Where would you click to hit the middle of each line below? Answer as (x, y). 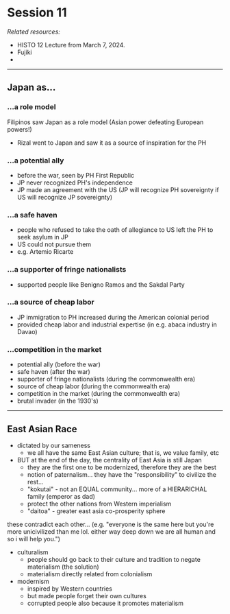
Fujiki (24, 52)
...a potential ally (36, 161)
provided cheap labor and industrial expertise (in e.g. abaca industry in (117, 324)
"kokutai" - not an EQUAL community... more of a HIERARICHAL (117, 489)
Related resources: (34, 32)
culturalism (33, 552)
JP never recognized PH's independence (75, 182)
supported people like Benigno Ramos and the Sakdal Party (101, 284)
